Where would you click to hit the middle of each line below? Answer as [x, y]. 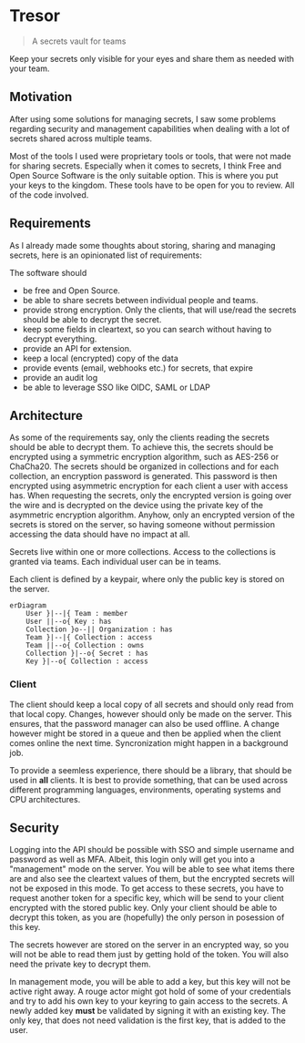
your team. [30, 68]
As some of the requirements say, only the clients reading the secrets [140, 437]
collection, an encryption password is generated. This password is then [143, 476]
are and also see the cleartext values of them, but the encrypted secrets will [152, 879]
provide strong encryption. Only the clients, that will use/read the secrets [159, 310]
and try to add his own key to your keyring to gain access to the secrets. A [149, 1001]
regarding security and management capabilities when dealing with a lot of [150, 128]
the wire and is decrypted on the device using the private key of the [137, 506]
